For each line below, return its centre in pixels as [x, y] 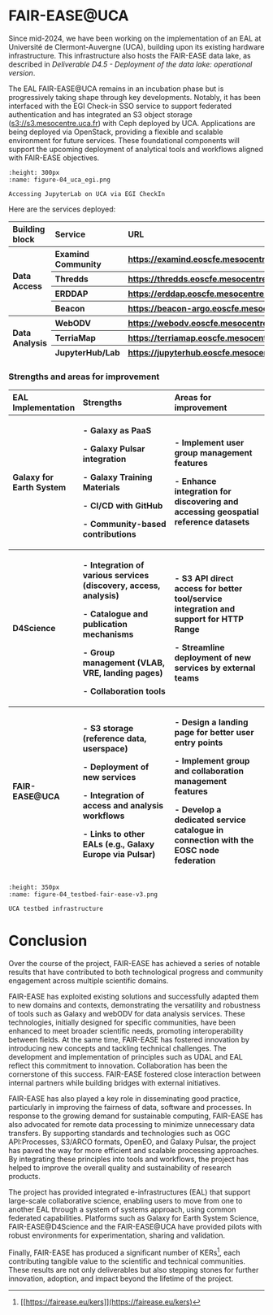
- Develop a [198, 810]
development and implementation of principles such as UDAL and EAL [126, 1057]
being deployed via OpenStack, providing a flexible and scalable [116, 132]
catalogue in [199, 830]
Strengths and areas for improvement [84, 377]
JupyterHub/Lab [87, 352]
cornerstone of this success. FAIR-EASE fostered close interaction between [135, 1074]
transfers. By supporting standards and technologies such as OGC [119, 1134]
